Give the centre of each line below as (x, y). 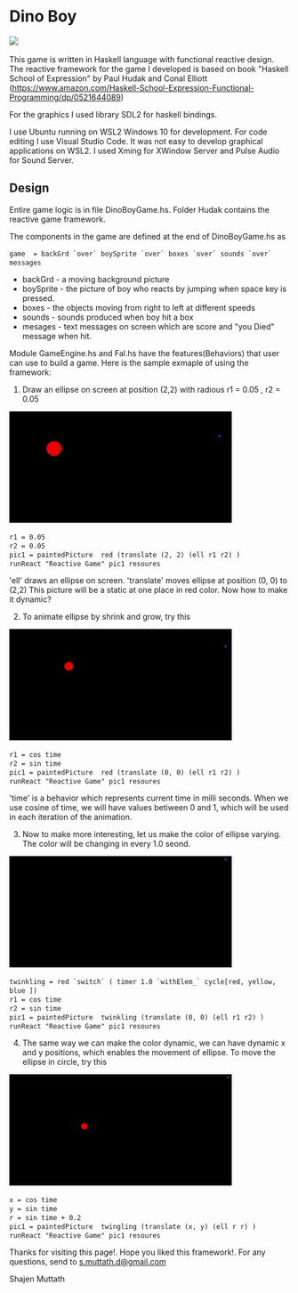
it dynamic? (30, 599)
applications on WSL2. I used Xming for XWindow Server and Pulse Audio (145, 150)
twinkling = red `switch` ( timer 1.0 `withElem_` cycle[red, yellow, (143, 981)
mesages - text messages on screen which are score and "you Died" (148, 326)
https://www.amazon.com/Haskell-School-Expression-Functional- (133, 87)
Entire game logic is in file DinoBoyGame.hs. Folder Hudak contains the (139, 209)
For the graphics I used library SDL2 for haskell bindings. (113, 114)
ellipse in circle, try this (64, 1061)
